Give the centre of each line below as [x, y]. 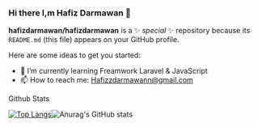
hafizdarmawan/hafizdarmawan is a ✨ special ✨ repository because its [129, 31]
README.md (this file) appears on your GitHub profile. [94, 40]
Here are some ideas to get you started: [75, 55]
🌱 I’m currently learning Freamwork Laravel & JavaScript [114, 71]
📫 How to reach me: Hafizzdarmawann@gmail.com [107, 80]
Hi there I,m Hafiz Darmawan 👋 [70, 13]
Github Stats [29, 99]
